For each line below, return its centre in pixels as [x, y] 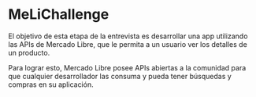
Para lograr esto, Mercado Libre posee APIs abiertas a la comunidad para [127, 67]
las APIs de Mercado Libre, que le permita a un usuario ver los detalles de [128, 44]
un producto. [29, 52]
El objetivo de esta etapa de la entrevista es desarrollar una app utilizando [128, 36]
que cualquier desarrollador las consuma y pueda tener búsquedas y [120, 76]
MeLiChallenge [59, 14]
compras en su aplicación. [51, 84]
